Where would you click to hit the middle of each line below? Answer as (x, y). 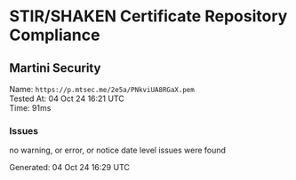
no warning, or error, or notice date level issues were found (118, 150)
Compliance (55, 35)
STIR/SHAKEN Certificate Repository (148, 16)
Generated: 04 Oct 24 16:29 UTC (70, 168)
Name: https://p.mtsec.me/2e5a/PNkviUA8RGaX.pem (102, 89)
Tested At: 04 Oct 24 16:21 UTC (67, 98)
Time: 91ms (30, 108)
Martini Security (55, 68)
